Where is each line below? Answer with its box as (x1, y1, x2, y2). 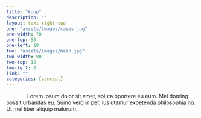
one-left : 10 (6, 43, 39, 49)
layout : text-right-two (6, 20, 66, 26)
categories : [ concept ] (6, 76, 63, 82)
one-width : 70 (6, 31, 42, 37)
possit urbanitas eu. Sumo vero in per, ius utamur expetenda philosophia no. (6, 99, 196, 106)
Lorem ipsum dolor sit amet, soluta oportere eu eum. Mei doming (27, 93, 188, 100)
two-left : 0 (6, 64, 36, 71)
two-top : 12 (6, 59, 36, 65)
